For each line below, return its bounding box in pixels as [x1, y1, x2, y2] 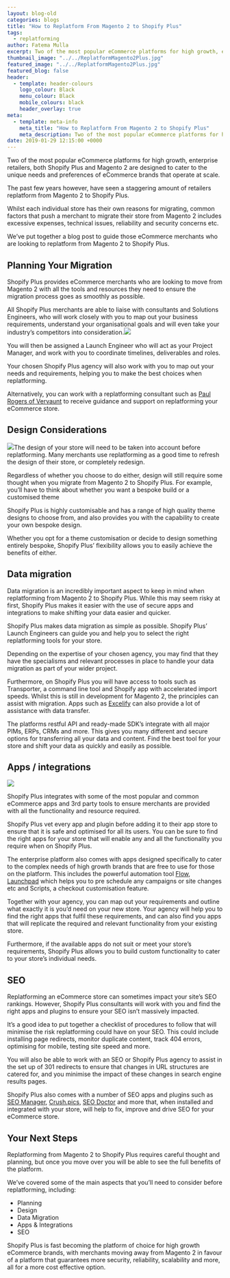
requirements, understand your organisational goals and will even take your [7, 320, 220, 328]
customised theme [7, 492, 60, 501]
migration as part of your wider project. [7, 664, 118, 672]
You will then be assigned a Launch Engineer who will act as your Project [7, 341, 214, 349]
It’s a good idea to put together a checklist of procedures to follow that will [7, 1020, 217, 1029]
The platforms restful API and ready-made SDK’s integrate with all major [7, 720, 210, 728]
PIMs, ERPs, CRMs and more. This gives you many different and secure [7, 727, 208, 735]
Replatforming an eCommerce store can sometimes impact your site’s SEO [7, 992, 217, 1001]
